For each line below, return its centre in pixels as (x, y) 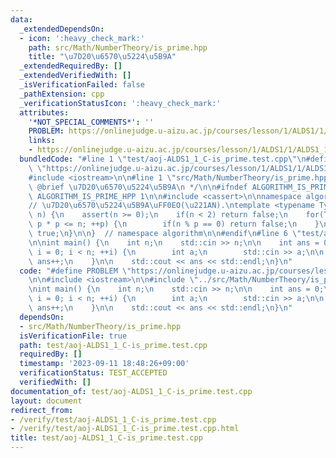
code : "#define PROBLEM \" (75, 271)
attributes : (44, 112)
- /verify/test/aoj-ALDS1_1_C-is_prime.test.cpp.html (125, 429)
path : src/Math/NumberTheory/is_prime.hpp (118, 47)
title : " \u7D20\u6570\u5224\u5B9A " (102, 57)
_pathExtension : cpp (62, 94)
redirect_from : (42, 410)
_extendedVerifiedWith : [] (75, 76)
